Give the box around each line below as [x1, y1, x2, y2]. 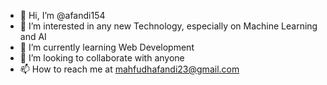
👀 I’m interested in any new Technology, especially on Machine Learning [19, 20, 318, 32]
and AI [19, 31, 47, 42]
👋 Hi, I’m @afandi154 [19, 10, 106, 21]
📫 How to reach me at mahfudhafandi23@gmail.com [19, 63, 240, 75]
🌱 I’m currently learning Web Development [19, 41, 195, 53]
